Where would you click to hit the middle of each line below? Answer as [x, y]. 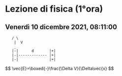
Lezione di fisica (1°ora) [54, 9]
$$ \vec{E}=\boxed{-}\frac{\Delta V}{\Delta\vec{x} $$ [60, 68]
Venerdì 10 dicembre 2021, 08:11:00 [61, 27]
